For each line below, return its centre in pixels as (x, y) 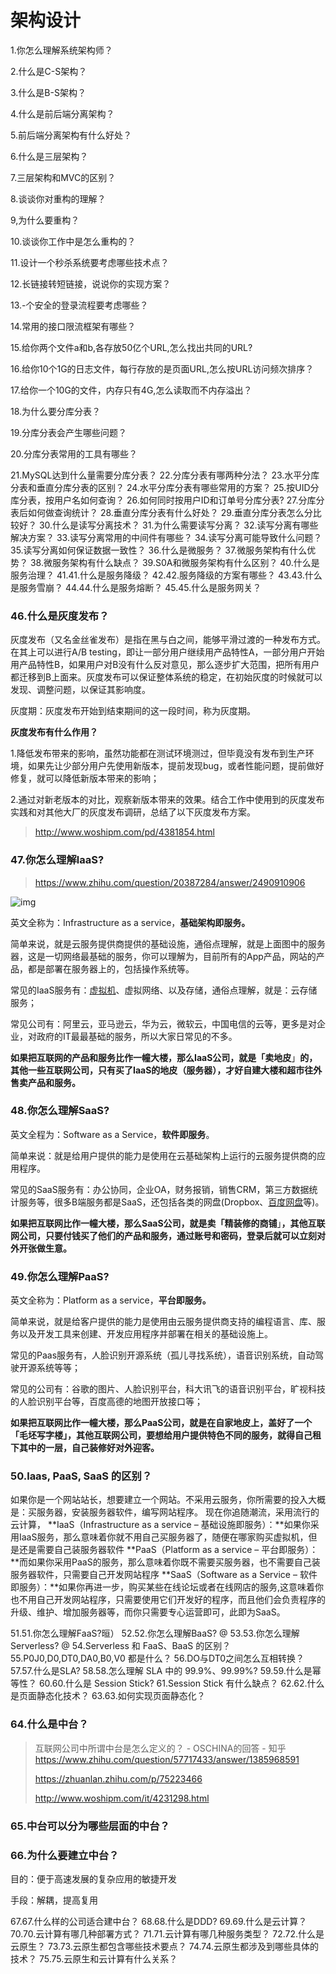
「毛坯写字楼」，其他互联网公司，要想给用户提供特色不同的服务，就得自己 (161, 1435)
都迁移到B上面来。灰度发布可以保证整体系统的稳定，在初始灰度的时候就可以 (166, 677)
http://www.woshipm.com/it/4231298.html (122, 1798)
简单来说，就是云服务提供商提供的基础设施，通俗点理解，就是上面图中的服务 (168, 943)
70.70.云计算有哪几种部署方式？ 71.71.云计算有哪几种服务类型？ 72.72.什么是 (167, 1933)
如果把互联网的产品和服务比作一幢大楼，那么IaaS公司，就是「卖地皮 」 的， (164, 1057)
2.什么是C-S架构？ (49, 71)
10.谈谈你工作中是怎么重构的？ (73, 241)
